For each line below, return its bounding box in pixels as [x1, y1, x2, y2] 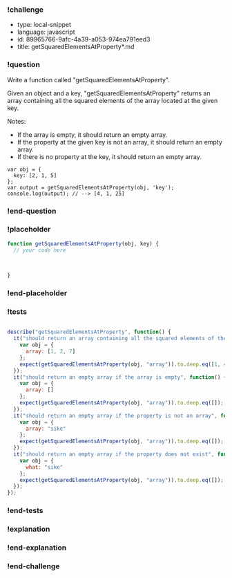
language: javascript [17, 28, 75, 36]
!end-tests [7, 506, 43, 516]
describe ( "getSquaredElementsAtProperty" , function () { [7, 328, 171, 336]
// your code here [13, 247, 67, 254]
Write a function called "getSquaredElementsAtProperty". [7, 75, 171, 84]
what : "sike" [25, 463, 64, 471]
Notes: [7, 117, 26, 125]
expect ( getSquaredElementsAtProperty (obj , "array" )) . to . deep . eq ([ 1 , [19, 361, 221, 368]
